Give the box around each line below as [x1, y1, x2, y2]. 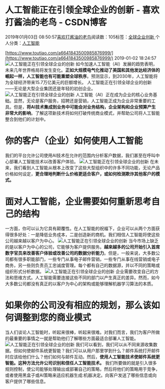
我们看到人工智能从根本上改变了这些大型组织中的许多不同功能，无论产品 [13, 165, 160, 170]
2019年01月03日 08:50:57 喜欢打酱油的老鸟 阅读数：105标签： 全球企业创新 [5, 34, 155, 40]
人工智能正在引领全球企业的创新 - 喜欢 [5, 4, 160, 16]
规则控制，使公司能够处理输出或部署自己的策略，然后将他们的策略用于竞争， [5, 366, 160, 372]
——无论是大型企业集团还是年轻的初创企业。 [5, 85, 96, 91]
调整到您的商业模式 [14, 312, 92, 323]
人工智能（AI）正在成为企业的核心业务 [75, 91, 153, 97]
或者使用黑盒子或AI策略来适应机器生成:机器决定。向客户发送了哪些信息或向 [5, 372, 157, 378]
